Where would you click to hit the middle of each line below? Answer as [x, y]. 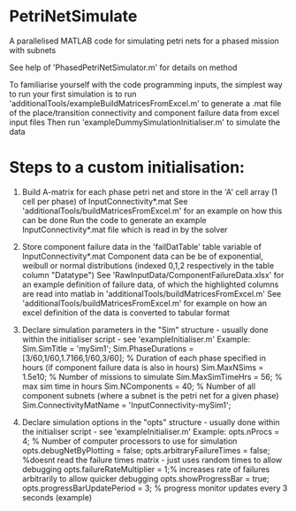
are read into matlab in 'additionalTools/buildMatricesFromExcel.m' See [152, 293]
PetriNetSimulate [73, 16]
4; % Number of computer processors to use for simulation [129, 441]
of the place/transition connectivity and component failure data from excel [144, 112]
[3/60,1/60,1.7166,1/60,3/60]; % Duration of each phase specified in [144, 358]
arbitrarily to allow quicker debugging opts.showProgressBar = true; [145, 478]
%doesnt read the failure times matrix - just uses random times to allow [152, 460]
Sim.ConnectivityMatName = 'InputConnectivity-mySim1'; [126, 405]
